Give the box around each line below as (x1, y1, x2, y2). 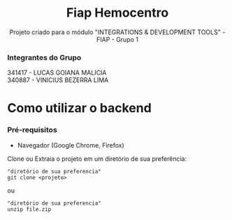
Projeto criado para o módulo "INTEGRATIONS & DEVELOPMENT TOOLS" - (9, 28, 226, 36)
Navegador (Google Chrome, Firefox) (17, 141, 124, 149)
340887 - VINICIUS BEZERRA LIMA (7, 76, 109, 84)
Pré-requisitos (7, 125, 57, 135)
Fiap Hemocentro (66, 5, 169, 21)
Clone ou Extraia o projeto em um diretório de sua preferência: (7, 155, 187, 163)
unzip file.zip (7, 205, 52, 213)
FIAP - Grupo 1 (96, 35, 138, 43)
